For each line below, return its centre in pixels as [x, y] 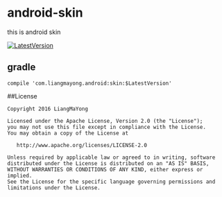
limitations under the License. [54, 188]
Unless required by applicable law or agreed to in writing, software [111, 157]
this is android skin [34, 32]
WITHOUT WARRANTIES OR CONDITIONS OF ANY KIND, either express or [105, 169]
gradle [22, 67]
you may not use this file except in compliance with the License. [107, 127]
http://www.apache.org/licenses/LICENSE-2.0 [82, 145]
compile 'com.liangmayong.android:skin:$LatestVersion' [89, 83]
